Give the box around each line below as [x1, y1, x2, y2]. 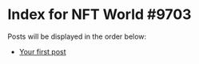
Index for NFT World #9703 [7, 6, 192, 24]
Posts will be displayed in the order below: [7, 32, 147, 41]
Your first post [18, 47, 66, 56]
